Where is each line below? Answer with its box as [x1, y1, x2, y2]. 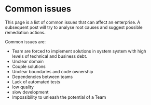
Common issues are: [5, 39, 46, 44]
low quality [12, 84, 34, 90]
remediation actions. [5, 29, 46, 35]
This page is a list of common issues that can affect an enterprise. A [5, 19, 141, 25]
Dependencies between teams [12, 74, 73, 79]
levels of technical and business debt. [12, 53, 88, 59]
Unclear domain [12, 58, 44, 64]
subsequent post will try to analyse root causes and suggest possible [5, 24, 143, 30]
